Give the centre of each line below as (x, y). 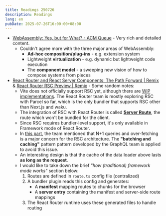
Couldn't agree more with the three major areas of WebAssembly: (87, 48)
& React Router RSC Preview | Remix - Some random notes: (73, 86)
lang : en (14, 19)
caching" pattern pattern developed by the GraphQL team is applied (90, 144)
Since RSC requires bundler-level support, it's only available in (84, 123)
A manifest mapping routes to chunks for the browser (90, 187)
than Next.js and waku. (43, 107)
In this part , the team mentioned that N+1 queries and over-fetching (89, 133)
